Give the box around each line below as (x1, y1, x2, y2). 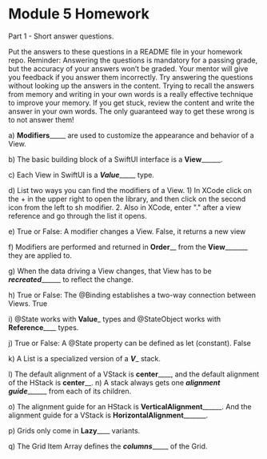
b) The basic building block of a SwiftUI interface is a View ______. (8, 154, 223, 164)
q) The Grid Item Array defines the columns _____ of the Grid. (8, 441, 208, 451)
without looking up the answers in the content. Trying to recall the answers (8, 81, 254, 91)
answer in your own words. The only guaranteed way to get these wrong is (8, 106, 255, 116)
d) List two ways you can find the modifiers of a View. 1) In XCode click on (8, 185, 252, 195)
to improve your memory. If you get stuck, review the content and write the (8, 98, 255, 107)
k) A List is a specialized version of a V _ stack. (8, 353, 161, 363)
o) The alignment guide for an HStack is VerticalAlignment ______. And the (8, 401, 252, 411)
